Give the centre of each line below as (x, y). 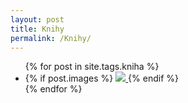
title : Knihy (37, 29)
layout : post (37, 19)
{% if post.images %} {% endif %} (101, 78)
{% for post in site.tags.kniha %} (92, 67)
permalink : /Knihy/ (51, 38)
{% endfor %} (53, 89)
